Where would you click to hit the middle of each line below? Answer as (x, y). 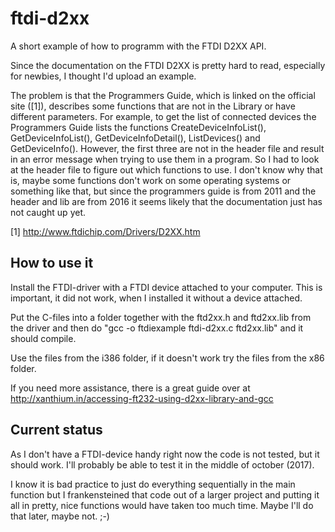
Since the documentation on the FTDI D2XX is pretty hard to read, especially (168, 65)
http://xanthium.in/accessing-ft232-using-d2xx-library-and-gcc (142, 398)
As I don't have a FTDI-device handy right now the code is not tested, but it (165, 454)
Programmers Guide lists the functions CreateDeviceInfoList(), (138, 127)
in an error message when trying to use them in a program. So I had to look (165, 159)
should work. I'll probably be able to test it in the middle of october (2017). (162, 464)
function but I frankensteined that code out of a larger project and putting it (165, 494)
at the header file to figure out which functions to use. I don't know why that (166, 169)
